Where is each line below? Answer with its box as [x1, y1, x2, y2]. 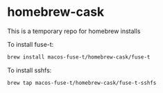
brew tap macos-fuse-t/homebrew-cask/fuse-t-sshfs [7, 79, 157, 86]
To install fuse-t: [7, 40, 54, 48]
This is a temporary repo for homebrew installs [7, 27, 141, 35]
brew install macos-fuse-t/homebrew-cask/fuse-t [7, 53, 151, 61]
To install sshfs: [7, 66, 52, 74]
